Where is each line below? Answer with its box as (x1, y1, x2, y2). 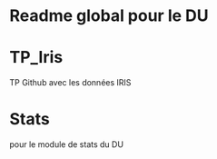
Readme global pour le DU (9, 5, 209, 26)
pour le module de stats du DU (9, 139, 124, 150)
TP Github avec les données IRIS (9, 77, 132, 88)
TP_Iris (9, 47, 64, 68)
